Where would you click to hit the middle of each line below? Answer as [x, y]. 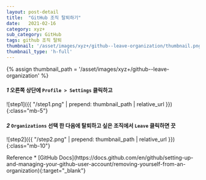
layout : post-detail [33, 12]
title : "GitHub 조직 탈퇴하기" [44, 18]
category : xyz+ [26, 29]
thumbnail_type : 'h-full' [39, 52]
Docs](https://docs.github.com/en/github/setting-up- [126, 158]
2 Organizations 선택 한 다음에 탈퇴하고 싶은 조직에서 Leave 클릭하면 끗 [91, 125]
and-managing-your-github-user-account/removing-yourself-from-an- [96, 164]
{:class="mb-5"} [27, 110]
